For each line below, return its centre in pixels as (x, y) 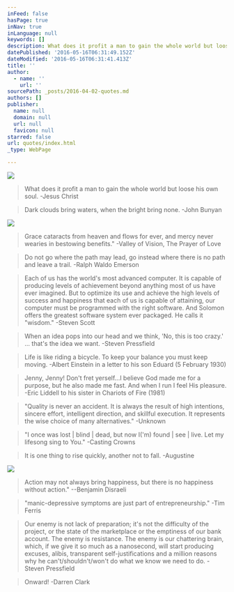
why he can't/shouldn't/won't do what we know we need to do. (115, 561)
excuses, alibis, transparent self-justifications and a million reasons (120, 554)
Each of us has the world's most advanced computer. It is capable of (123, 278)
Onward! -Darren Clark (57, 582)
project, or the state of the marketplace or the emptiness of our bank (123, 531)
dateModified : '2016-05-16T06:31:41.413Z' (70, 59)
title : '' (22, 66)
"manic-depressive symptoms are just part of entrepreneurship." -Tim (124, 503)
